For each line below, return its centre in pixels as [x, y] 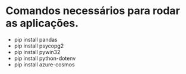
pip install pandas [36, 39]
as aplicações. [42, 23]
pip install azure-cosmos [44, 64]
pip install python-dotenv [45, 58]
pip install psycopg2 [39, 46]
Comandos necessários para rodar [93, 11]
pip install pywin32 [37, 52]
